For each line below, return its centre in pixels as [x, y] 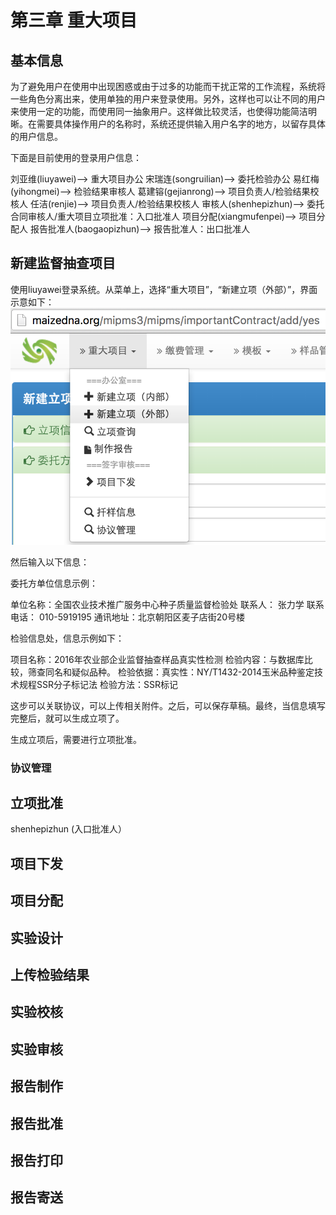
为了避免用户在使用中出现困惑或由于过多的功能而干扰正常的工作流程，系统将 [168, 86]
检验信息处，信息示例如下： [67, 638]
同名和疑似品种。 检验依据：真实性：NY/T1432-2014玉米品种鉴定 [179, 672]
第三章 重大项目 [74, 20]
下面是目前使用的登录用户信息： [76, 157]
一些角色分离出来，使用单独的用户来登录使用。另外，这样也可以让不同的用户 [168, 99]
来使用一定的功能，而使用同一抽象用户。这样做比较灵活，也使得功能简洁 [159, 111]
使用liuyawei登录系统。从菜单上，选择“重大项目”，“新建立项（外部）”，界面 [164, 289]
